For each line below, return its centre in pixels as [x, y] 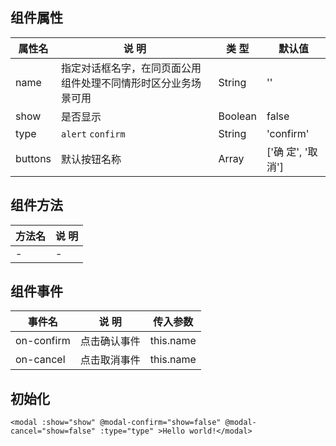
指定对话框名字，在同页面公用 [131, 68]
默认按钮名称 [91, 159]
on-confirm [43, 341]
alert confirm [93, 134]
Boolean [237, 116]
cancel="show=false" [53, 431]
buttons [33, 158]
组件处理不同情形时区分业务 [126, 83]
